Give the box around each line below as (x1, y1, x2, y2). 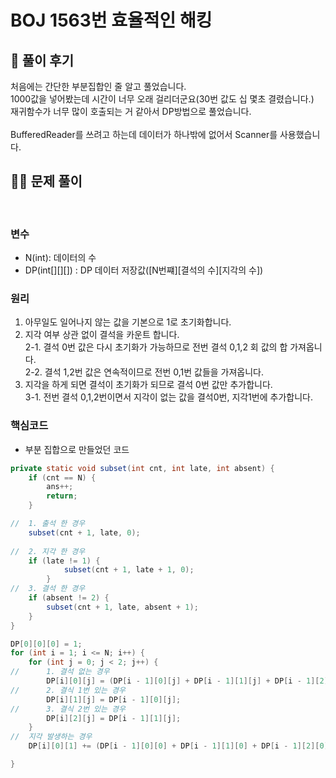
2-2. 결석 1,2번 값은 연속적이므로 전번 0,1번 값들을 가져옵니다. (24, 366, 265, 378)
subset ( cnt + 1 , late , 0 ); (28, 527, 141, 538)
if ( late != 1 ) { (28, 556, 101, 566)
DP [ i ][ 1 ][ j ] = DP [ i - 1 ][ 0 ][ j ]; (46, 694, 182, 705)
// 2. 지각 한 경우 (10, 546, 86, 556)
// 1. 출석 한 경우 (10, 519, 86, 529)
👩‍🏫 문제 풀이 (10, 173, 83, 190)
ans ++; (46, 482, 74, 492)
